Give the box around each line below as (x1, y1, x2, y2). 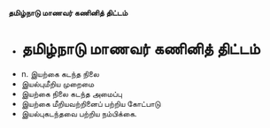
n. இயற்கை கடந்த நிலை (20, 68, 99, 79)
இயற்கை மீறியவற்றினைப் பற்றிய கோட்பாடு (20, 98, 161, 109)
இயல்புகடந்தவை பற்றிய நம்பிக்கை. (20, 108, 138, 118)
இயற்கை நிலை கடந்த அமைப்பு (20, 88, 123, 99)
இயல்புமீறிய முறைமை (20, 79, 95, 89)
